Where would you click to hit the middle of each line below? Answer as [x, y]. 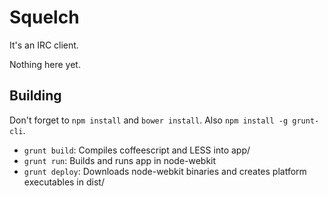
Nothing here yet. [45, 64]
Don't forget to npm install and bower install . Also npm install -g [149, 120]
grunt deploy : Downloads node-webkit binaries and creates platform [165, 171]
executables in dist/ [64, 182]
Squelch [44, 17]
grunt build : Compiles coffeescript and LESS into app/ [137, 150]
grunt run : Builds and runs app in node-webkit [120, 160]
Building [35, 96]
